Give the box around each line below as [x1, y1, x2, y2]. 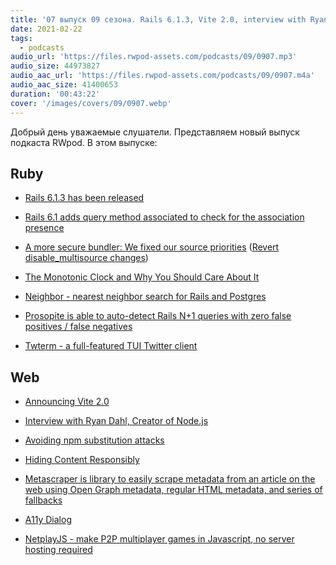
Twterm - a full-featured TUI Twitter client [24, 340, 198, 352]
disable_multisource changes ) [24, 252, 149, 264]
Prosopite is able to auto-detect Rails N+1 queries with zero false [24, 310, 292, 322]
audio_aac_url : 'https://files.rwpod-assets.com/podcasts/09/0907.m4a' [10, 71, 315, 81]
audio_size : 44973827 [10, 61, 101, 71]
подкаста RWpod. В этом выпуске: [10, 136, 158, 148]
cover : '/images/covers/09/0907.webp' [10, 98, 172, 108]
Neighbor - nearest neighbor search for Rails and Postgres [24, 291, 267, 303]
